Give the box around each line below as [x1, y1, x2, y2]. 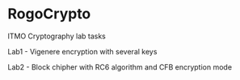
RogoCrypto [7, 5, 91, 23]
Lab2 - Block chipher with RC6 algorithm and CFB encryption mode [7, 62, 232, 72]
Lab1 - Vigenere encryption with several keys [7, 46, 158, 56]
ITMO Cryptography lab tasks [7, 31, 106, 41]
